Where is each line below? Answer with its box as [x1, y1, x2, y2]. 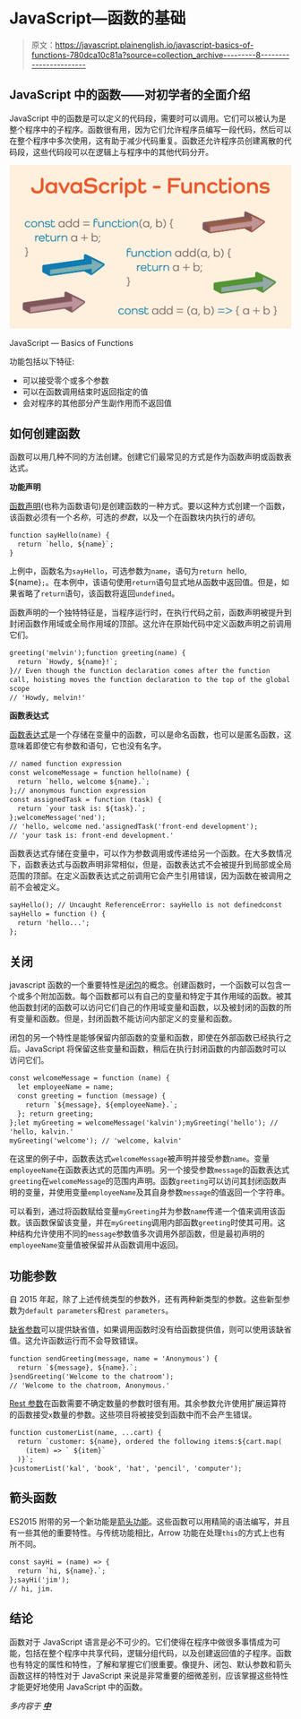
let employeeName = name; [17, 1083, 115, 1092]
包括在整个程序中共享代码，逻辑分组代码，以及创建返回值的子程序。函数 [24, 1647, 292, 1658]
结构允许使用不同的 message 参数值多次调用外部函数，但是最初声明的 [16, 1229, 266, 1240]
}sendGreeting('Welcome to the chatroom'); [9, 1372, 175, 1381]
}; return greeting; [17, 1110, 94, 1119]
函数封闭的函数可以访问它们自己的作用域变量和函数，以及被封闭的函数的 [16, 1002, 284, 1013]
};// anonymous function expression [9, 786, 146, 796]
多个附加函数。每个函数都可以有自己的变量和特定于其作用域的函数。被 [24, 991, 284, 1002]
